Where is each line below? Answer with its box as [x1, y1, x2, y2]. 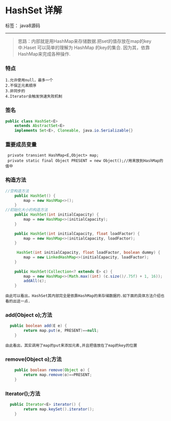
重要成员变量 [5, 141, 37, 148]
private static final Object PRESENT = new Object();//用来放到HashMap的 [7, 159, 164, 164]
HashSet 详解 [5, 5, 63, 16]
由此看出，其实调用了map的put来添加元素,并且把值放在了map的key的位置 [5, 343, 137, 348]
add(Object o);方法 [5, 311, 52, 319]
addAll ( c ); [23, 278, 47, 283]
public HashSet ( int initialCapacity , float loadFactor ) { [14, 231, 140, 236]
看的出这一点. [5, 299, 31, 304]
